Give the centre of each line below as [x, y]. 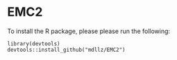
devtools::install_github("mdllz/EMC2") [67, 50]
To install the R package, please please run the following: [89, 31]
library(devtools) [34, 43]
